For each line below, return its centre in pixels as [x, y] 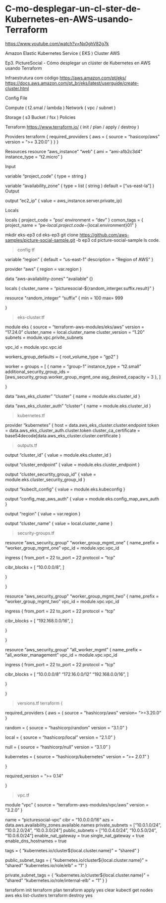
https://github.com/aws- [104, 235]
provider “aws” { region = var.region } [43, 269]
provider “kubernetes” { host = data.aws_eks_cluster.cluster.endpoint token [82, 425]
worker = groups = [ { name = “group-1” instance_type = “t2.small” [73, 366]
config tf [26, 250]
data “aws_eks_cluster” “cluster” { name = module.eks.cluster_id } [73, 396]
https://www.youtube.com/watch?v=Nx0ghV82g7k [57, 43]
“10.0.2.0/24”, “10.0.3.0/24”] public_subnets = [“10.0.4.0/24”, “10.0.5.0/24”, [81, 830]
